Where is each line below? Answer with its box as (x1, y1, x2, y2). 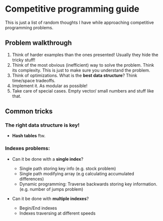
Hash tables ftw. (12, 133, 46, 139)
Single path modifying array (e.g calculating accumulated (19, 170, 135, 176)
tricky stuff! (12, 57, 36, 63)
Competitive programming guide (5, 3, 140, 15)
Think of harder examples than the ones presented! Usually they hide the (12, 52, 159, 57)
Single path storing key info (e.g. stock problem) (19, 166, 116, 171)
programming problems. (5, 24, 54, 30)
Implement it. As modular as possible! (12, 83, 88, 89)
